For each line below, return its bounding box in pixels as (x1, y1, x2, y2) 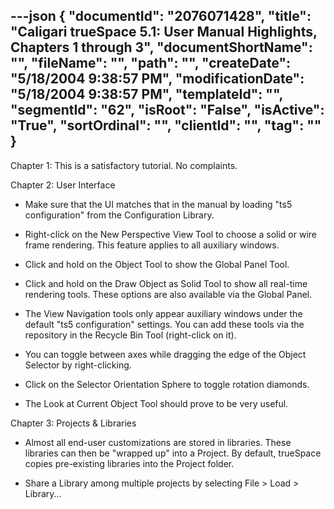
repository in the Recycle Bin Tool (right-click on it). (24, 329, 237, 341)
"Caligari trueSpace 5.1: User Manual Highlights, (10, 24, 318, 41)
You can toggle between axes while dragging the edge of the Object (24, 348, 307, 360)
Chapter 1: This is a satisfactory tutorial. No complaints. (10, 159, 238, 171)
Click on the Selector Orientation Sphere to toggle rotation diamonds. (24, 378, 310, 390)
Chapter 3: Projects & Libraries (10, 417, 137, 429)
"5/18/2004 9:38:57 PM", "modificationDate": (10, 70, 305, 88)
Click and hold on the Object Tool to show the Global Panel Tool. (24, 258, 290, 270)
